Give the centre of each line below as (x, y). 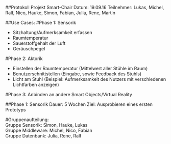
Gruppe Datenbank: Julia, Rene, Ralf (43, 136)
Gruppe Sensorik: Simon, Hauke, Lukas (46, 125)
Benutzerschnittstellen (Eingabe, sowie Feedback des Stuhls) (77, 74)
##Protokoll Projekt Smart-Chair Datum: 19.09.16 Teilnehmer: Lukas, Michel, (85, 7)
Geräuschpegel (29, 49)
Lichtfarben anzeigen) (36, 84)
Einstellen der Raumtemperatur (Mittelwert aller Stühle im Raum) (80, 68)
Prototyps (16, 110)
